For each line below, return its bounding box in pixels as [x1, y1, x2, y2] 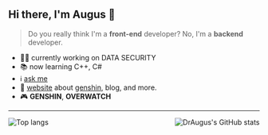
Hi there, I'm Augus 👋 [8, 8, 116, 21]
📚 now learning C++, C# [19, 61, 102, 71]
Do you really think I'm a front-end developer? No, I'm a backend [27, 29, 243, 38]
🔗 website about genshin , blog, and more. [19, 83, 157, 92]
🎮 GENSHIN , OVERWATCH [19, 91, 112, 101]
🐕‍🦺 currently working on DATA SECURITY [19, 52, 156, 62]
